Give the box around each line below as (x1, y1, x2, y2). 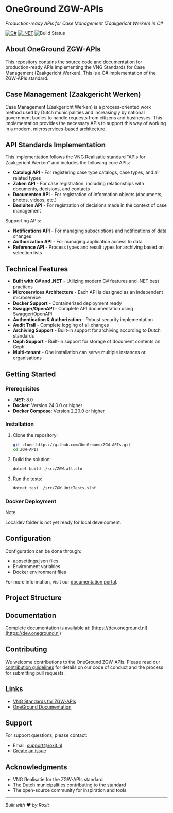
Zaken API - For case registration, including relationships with (12, 181, 144, 187)
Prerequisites (5, 385, 40, 392)
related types (12, 175, 41, 181)
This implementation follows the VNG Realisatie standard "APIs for (5, 154, 146, 160)
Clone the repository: (12, 432, 58, 438)
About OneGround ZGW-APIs (5, 45, 101, 54)
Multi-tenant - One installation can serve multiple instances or (12, 349, 146, 356)
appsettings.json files (12, 558, 59, 564)
